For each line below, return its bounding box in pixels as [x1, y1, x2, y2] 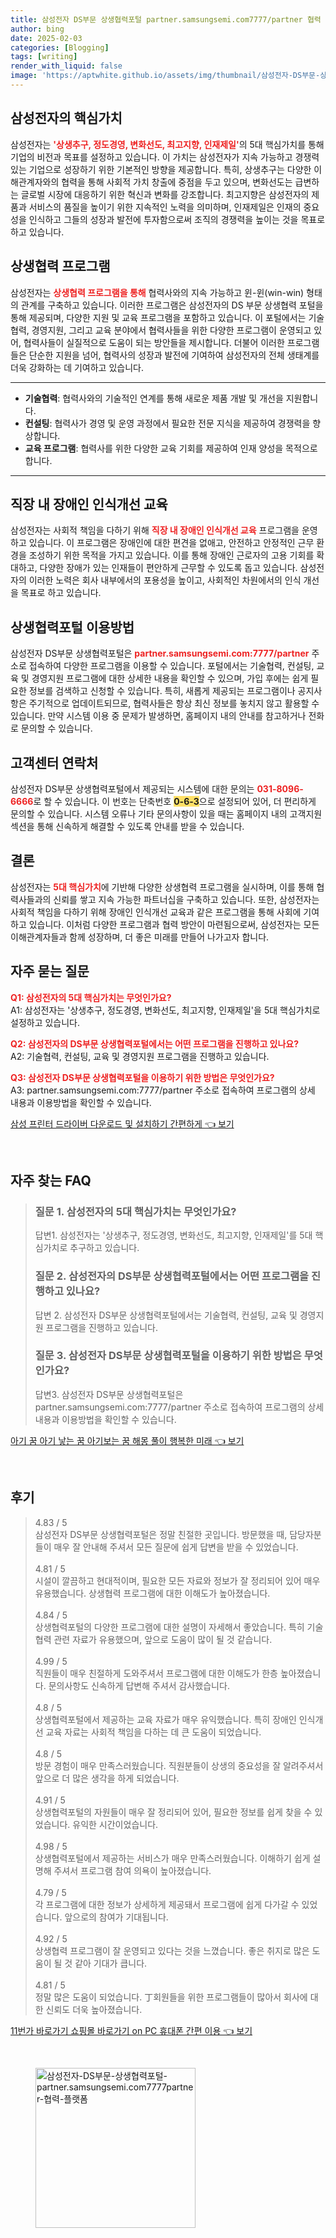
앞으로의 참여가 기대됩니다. [64, 1911, 169, 1923]
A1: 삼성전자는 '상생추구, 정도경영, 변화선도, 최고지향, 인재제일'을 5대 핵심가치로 [10, 1004, 321, 1016]
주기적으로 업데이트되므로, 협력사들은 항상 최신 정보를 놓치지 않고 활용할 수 [28, 697, 320, 710]
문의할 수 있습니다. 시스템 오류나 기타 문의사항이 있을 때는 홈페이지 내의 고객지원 [10, 807, 323, 820]
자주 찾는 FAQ [10, 1172, 92, 1189]
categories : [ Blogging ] [10, 42, 110, 53]
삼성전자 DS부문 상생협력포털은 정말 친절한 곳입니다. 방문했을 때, [34, 1528, 288, 1540]
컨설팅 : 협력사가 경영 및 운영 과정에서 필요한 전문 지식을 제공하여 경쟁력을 [24, 417, 311, 429]
